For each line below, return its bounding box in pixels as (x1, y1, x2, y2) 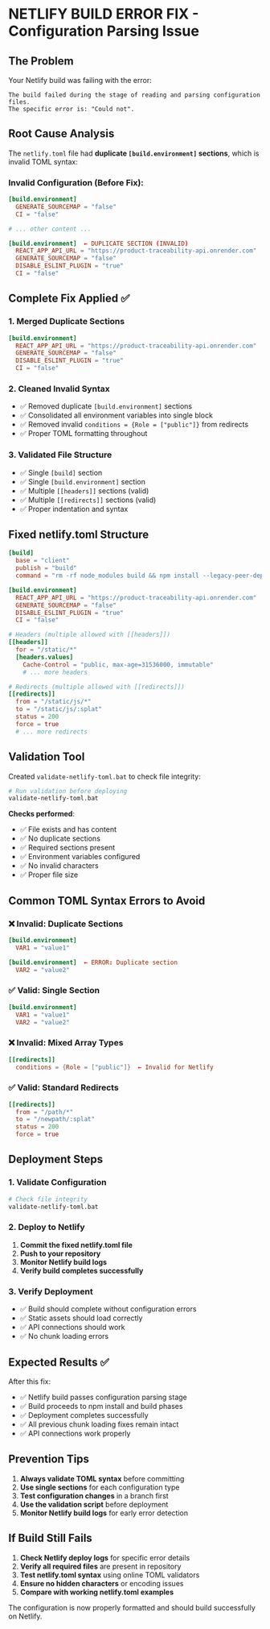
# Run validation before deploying (8, 787, 128, 795)
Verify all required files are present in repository (19, 1561, 182, 1571)
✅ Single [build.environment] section (19, 476, 146, 486)
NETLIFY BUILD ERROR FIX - (8, 5, 199, 23)
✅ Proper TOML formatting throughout (19, 429, 148, 438)
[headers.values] (15, 653, 74, 661)
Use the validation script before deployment (19, 1499, 169, 1509)
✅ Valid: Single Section (8, 985, 100, 996)
